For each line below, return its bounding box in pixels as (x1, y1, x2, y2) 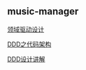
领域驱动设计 (7, 24, 44, 34)
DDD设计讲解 (7, 55, 45, 63)
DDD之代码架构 (7, 40, 52, 48)
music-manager (7, 6, 79, 17)
